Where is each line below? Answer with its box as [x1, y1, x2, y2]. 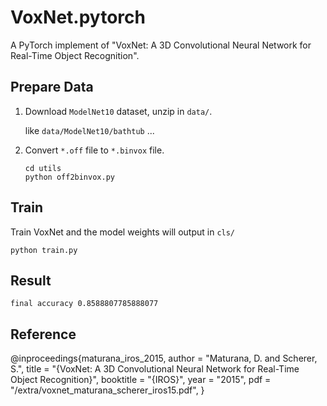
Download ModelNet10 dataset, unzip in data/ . [24, 105, 213, 117]
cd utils [24, 163, 62, 173]
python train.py [10, 245, 78, 255]
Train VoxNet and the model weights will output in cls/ [10, 226, 236, 238]
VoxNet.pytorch [10, 6, 146, 29]
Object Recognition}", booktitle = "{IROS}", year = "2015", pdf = [10, 374, 272, 386]
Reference [10, 326, 77, 343]
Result [10, 272, 52, 289]
